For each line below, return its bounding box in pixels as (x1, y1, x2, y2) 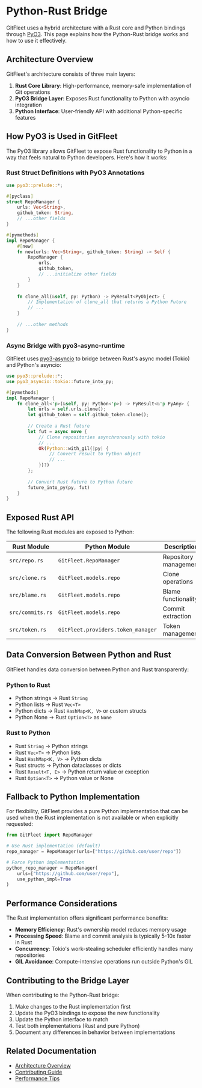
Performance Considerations (6, 898, 117, 909)
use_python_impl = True (17, 876, 71, 882)
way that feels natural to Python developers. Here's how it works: (6, 153, 168, 161)
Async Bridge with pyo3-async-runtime (6, 341, 125, 349)
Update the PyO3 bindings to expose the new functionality (14, 1009, 161, 1016)
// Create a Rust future (28, 423, 90, 429)
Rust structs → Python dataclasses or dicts (14, 761, 121, 769)
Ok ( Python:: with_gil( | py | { (38, 445, 109, 452)
